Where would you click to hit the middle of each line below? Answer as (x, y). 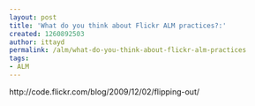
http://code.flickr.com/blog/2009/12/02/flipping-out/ (105, 91)
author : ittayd (37, 42)
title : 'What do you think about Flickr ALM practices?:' (118, 26)
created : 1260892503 (47, 34)
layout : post (33, 17)
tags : (19, 58)
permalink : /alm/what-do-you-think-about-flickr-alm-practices (128, 50)
